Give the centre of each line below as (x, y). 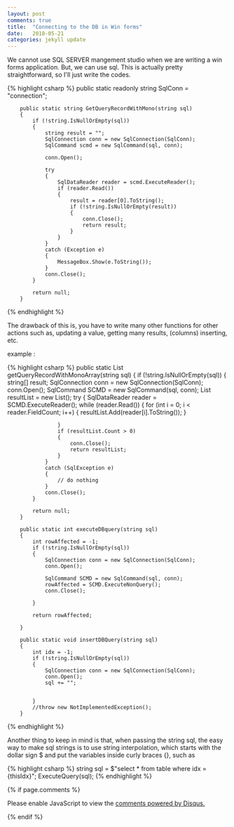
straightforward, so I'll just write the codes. (69, 75)
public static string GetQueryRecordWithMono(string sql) (106, 109)
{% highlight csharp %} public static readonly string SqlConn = (98, 88)
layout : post (26, 14)
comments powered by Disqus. (160, 803)
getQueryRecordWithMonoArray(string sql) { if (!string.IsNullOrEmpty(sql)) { (117, 375)
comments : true (29, 20)
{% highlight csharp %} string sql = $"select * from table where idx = (107, 769)
